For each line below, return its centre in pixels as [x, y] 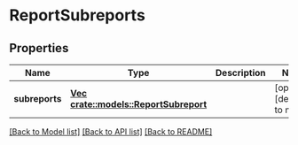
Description [241, 73]
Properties [39, 48]
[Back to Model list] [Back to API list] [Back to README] [111, 132]
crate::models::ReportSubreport [139, 104]
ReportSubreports [78, 15]
